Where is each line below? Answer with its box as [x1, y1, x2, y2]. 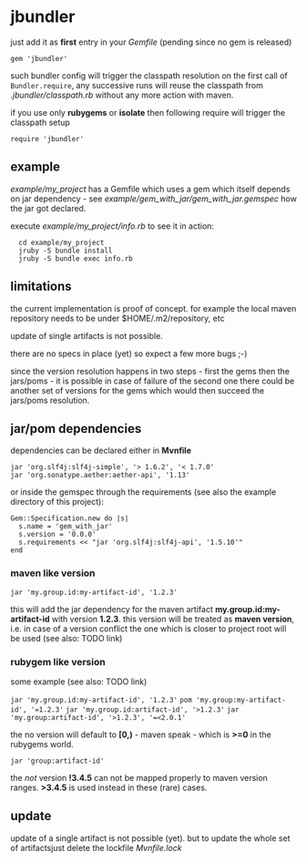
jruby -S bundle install [18, 246, 113, 255]
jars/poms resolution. [10, 395, 90, 405]
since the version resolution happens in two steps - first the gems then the [10, 365, 291, 376]
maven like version [10, 567, 96, 580]
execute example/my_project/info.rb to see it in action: [10, 221, 215, 231]
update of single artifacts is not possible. [10, 330, 163, 341]
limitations [10, 279, 72, 294]
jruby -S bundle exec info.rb [18, 253, 133, 263]
